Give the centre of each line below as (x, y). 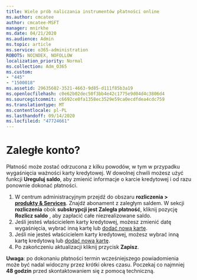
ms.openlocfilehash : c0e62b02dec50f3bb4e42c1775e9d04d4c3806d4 (86, 94)
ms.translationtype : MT (35, 105)
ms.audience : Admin (30, 39)
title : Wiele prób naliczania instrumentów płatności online (83, 11)
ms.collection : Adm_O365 (37, 66)
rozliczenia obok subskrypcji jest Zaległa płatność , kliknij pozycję (96, 209)
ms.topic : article (29, 45)
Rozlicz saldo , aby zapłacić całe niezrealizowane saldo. (83, 216)
